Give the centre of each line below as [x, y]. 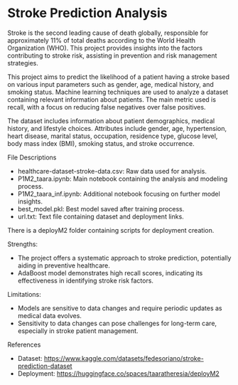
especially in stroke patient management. [78, 331]
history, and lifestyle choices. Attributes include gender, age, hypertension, [117, 128]
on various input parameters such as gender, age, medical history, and [111, 84]
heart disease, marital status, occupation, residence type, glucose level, [113, 136]
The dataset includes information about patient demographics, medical [111, 121]
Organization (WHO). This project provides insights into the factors [105, 48]
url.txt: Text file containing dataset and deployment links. [101, 216]
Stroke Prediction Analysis [88, 13]
